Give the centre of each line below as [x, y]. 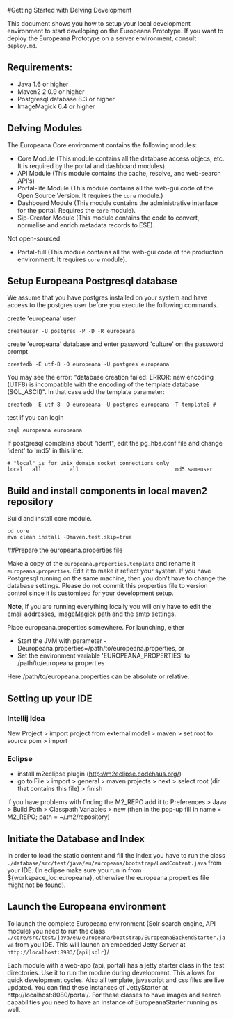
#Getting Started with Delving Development [70, 10]
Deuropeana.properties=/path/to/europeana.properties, [97, 649]
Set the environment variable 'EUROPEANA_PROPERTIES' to [104, 655]
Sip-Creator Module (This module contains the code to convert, [108, 218]
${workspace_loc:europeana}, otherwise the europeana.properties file [108, 878]
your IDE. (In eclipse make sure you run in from [74, 870]
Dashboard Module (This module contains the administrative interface [117, 203]
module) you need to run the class [56, 931]
